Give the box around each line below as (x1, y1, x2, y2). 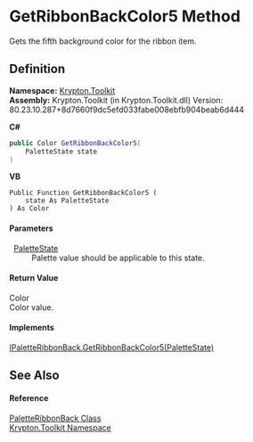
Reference (9, 392, 49, 403)
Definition (9, 61, 65, 77)
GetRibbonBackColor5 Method (9, 6, 241, 27)
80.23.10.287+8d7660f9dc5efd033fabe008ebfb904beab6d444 (9, 104, 245, 115)
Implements (9, 323, 55, 333)
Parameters (9, 223, 53, 233)
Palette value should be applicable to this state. (31, 252, 205, 263)
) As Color (9, 204, 50, 213)
